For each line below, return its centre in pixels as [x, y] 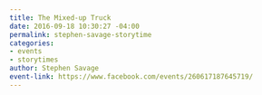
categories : [32, 43]
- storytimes [34, 60]
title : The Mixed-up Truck [60, 18]
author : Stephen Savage [54, 69]
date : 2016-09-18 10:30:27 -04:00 [75, 26]
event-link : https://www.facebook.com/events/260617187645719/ [131, 77]
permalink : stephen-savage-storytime [81, 34]
